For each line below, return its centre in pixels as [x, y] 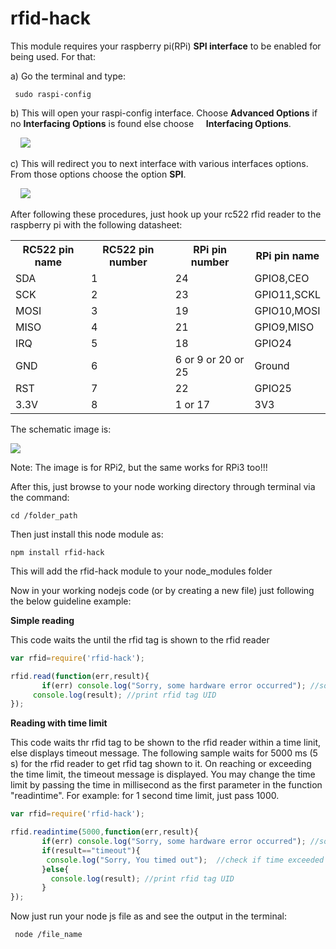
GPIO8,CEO [282, 278]
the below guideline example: [71, 601]
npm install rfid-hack [57, 552]
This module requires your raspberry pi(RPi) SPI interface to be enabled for [166, 46]
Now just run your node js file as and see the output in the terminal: [148, 916]
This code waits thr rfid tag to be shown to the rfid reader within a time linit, [166, 743]
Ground [272, 365]
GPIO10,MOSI [287, 310]
